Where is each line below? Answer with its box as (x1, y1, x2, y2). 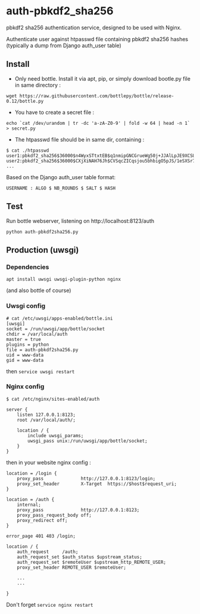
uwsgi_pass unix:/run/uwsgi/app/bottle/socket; (27, 438, 148, 444)
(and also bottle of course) (6, 287, 71, 294)
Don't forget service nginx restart (6, 601, 93, 608)
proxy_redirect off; (17, 517, 68, 523)
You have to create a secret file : (14, 109, 95, 116)
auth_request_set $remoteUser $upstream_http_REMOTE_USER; (17, 559, 167, 565)
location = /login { (6, 470, 58, 476)
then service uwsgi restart (6, 367, 75, 374)
